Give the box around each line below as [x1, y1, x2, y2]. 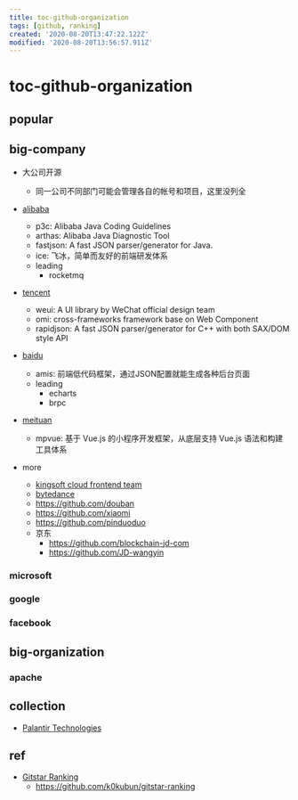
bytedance [35, 488, 76, 499]
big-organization [9, 644, 105, 659]
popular [9, 111, 53, 127]
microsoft [9, 569, 52, 582]
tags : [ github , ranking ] [9, 21, 101, 30]
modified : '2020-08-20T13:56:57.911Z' [9, 37, 153, 47]
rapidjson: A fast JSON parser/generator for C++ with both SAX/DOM [35, 322, 290, 334]
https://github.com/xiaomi [35, 507, 131, 518]
